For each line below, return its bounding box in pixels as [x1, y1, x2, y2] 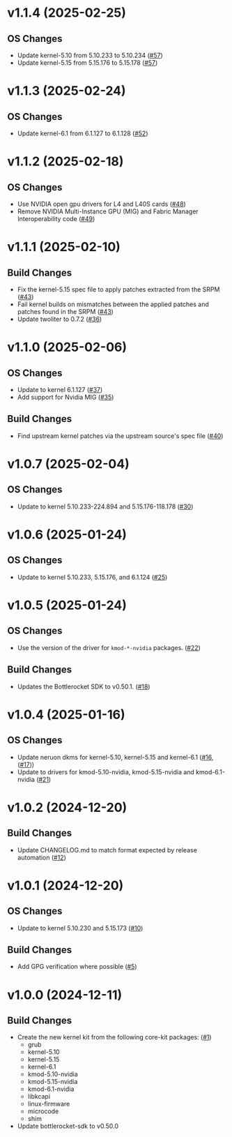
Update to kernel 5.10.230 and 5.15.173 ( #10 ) [17, 924, 144, 932]
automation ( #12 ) [17, 853, 66, 861]
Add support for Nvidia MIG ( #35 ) [17, 393, 114, 401]
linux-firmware [27, 1100, 70, 1108]
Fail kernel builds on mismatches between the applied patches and [17, 300, 209, 308]
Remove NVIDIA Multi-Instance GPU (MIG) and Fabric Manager [17, 207, 199, 216]
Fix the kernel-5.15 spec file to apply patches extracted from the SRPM [17, 285, 220, 294]
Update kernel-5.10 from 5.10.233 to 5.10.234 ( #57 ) [17, 51, 164, 59]
